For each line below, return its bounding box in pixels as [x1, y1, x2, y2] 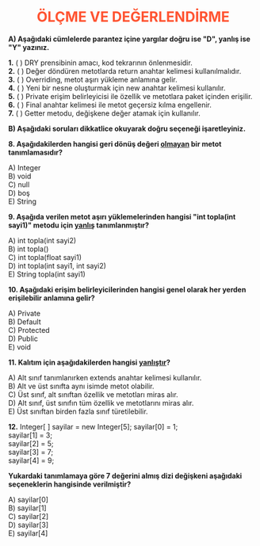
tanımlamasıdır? [8, 147, 63, 157]
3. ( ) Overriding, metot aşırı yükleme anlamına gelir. [8, 74, 178, 84]
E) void [8, 342, 32, 352]
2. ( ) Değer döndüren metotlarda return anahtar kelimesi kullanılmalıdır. [8, 66, 242, 75]
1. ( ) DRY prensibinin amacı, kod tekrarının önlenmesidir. [8, 58, 193, 67]
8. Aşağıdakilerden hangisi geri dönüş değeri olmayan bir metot [8, 139, 222, 148]
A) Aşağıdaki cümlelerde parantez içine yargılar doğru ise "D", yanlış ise [8, 34, 251, 44]
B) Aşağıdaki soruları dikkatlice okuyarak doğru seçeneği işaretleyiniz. [8, 124, 246, 133]
